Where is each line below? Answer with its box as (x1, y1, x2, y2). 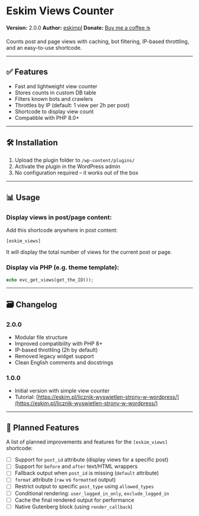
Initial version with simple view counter (14, 387, 110, 394)
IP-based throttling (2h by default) (14, 346, 98, 353)
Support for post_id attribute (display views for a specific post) (14, 456, 169, 463)
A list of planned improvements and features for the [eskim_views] (6, 438, 168, 445)
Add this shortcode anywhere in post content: (6, 227, 118, 234)
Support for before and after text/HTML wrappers (14, 463, 138, 470)
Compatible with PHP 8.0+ (14, 114, 80, 121)
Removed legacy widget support (14, 353, 94, 360)
